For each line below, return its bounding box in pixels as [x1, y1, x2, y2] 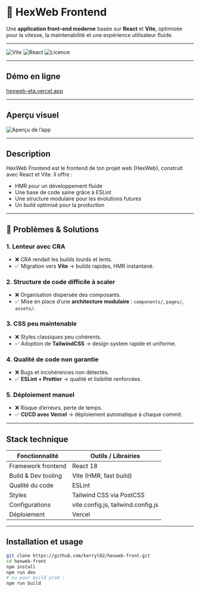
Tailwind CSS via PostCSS [72, 491, 145, 500]
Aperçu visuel [6, 110, 60, 120]
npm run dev [6, 569, 36, 575]
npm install [6, 563, 36, 570]
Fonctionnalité [17, 452, 59, 460]
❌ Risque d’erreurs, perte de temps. [14, 404, 103, 411]
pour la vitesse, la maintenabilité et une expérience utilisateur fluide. [6, 31, 173, 38]
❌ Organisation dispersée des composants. [14, 292, 121, 299]
